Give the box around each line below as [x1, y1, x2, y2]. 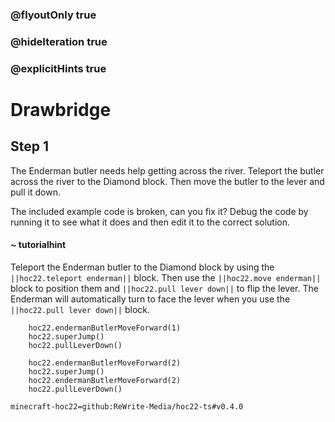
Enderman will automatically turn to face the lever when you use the [10, 293, 291, 305]
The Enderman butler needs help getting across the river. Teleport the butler [10, 164, 325, 177]
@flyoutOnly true [10, 8, 97, 22]
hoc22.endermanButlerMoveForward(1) [28, 323, 182, 333]
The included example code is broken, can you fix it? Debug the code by [10, 205, 309, 217]
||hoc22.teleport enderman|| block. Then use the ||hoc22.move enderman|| [10, 271, 322, 283]
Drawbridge [10, 98, 112, 121]
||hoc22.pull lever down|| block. [10, 303, 150, 315]
